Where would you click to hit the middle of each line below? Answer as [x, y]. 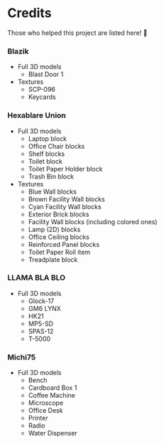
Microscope [46, 403]
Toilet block [45, 161]
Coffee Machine [52, 396]
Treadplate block [53, 259]
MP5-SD [41, 323]
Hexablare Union [37, 115]
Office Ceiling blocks [59, 237]
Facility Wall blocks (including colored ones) [93, 221]
